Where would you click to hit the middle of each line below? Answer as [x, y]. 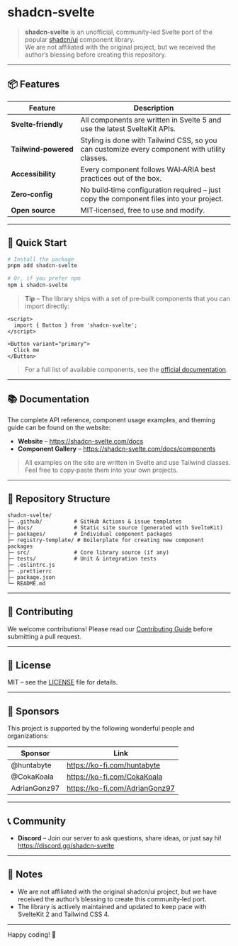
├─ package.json [31, 577]
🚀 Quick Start [37, 243]
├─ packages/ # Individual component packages [90, 534]
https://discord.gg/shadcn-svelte [66, 845]
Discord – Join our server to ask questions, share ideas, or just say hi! [119, 838]
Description [154, 108]
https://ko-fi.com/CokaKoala [114, 777]
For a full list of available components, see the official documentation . [126, 370]
